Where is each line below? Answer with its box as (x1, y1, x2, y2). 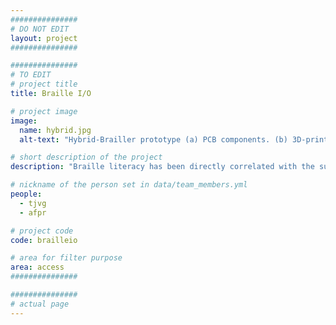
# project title (10, 79, 78, 90)
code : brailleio (10, 235, 78, 245)
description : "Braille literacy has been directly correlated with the (10, 162, 315, 172)
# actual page (10, 299, 70, 309)
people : (10, 189, 43, 199)
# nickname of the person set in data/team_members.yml (10, 180, 248, 190)
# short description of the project (10, 152, 163, 163)
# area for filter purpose (10, 253, 123, 263)
